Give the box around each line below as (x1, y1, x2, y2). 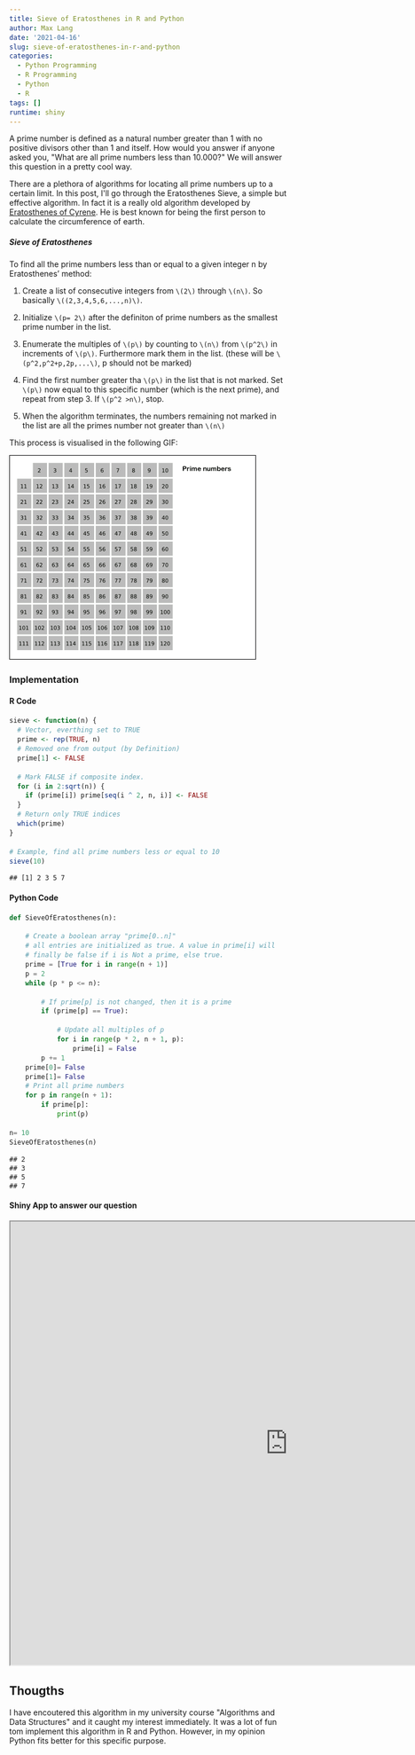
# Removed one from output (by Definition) (17, 745, 180, 754)
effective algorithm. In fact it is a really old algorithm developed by (9, 198, 251, 208)
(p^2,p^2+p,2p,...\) (21, 359, 98, 368)
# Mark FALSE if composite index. (17, 772, 145, 781)
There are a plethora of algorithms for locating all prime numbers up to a (9, 178, 273, 190)
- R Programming (17, 71, 77, 80)
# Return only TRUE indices (17, 810, 121, 819)
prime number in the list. (21, 322, 112, 333)
